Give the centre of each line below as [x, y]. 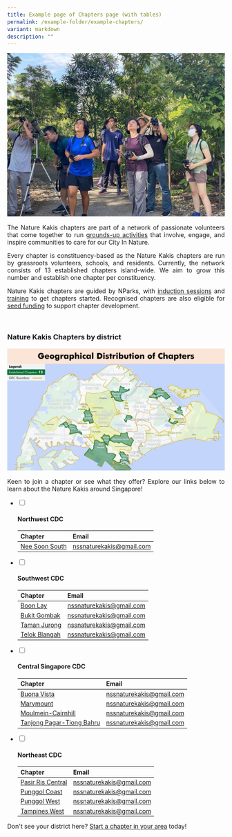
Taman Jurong [41, 625]
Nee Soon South [43, 547]
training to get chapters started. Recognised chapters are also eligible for [116, 299]
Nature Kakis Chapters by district [65, 337]
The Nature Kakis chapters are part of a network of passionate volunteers [116, 227]
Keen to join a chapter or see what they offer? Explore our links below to [116, 482]
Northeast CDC [39, 755]
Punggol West [40, 801]
